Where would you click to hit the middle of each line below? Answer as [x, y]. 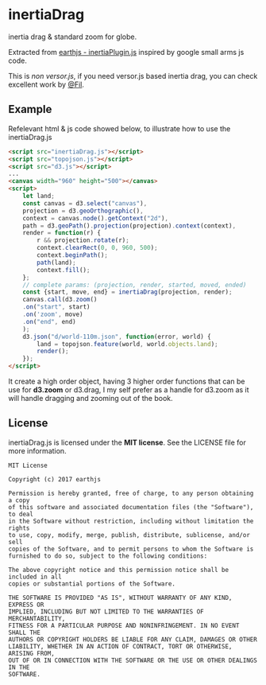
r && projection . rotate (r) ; [83, 240]
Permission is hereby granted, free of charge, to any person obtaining [131, 493]
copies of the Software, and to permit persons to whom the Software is [131, 549]
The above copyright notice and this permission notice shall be [118, 570]
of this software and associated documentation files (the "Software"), [131, 507]
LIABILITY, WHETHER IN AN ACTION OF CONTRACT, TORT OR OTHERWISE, [120, 646]
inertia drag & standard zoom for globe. [73, 37]
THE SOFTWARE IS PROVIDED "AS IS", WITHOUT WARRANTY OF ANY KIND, [120, 597]
